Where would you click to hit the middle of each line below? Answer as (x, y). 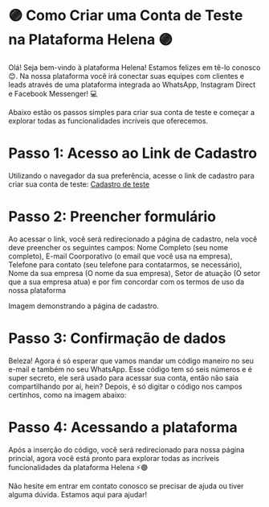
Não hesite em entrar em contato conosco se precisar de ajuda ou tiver (126, 486)
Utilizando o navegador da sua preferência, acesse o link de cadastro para (131, 175)
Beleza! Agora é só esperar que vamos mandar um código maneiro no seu (131, 361)
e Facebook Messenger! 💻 (53, 93)
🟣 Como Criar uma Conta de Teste (126, 16)
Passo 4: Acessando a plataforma (123, 427)
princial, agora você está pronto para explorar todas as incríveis (114, 458)
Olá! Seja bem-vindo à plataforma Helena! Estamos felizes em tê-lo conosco (134, 67)
